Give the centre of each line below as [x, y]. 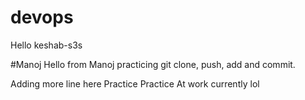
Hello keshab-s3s [46, 45]
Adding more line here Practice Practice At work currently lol [135, 83]
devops [42, 17]
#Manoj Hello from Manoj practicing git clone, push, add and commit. [153, 64]
